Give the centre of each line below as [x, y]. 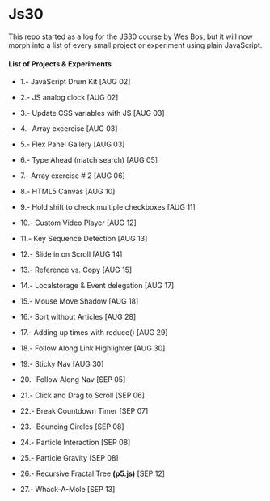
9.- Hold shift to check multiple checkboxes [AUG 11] [108, 207]
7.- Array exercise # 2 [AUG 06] [72, 176]
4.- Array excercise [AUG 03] [69, 129]
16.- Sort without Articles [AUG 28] [78, 317]
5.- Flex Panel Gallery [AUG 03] [72, 144]
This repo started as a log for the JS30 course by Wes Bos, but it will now [131, 36]
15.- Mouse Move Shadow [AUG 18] [79, 301]
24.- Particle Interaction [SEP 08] [75, 443]
